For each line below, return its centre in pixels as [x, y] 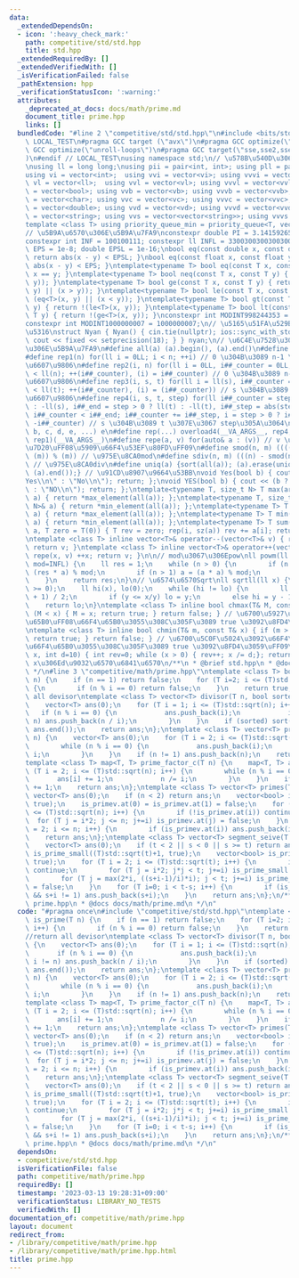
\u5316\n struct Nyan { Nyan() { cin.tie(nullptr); [121, 332]
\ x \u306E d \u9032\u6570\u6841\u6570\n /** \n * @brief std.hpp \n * [149, 663]
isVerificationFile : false [67, 1168]
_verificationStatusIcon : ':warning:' [89, 92]
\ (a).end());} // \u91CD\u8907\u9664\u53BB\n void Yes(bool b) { [149, 473]
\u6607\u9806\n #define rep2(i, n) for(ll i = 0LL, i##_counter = [149, 365]
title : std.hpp [53, 51]
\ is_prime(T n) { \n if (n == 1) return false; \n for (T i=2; [155, 920]
